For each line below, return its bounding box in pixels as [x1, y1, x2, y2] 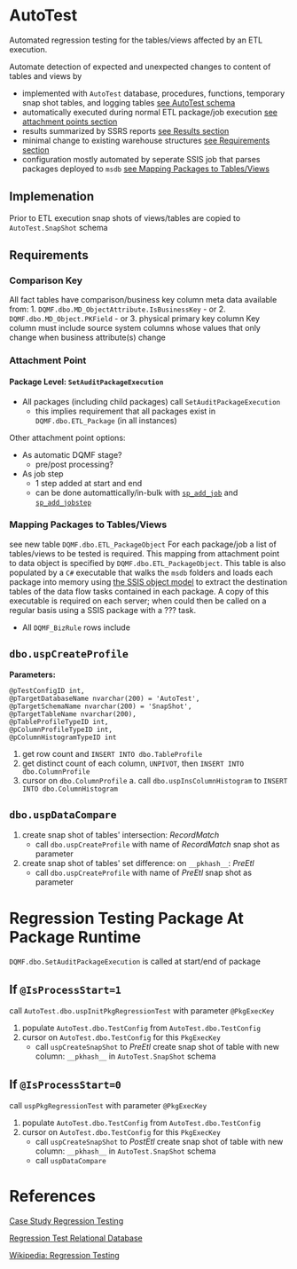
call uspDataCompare [35, 1155, 106, 1166]
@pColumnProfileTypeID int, [9, 725, 113, 734]
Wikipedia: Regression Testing [9, 1249, 120, 1260]
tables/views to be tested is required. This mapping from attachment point [9, 548, 280, 559]
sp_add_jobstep [35, 498, 91, 507]
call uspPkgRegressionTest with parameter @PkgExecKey [9, 1100, 207, 1111]
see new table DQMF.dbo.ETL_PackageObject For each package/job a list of [9, 539, 277, 549]
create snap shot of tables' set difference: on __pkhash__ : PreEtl [21, 858, 254, 869]
